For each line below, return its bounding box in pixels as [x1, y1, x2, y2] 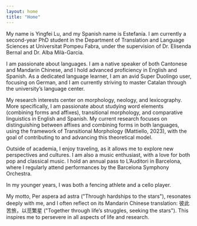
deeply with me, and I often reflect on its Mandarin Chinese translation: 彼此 [6, 200, 190, 207]
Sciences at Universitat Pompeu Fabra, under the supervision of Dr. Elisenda [6, 42, 191, 50]
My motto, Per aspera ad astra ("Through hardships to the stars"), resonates [6, 193, 191, 200]
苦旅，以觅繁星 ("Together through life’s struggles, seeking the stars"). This [6, 207, 189, 214]
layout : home [6, 8, 38, 15]
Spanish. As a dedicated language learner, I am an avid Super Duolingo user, [6, 73, 192, 80]
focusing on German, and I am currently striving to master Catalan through [6, 78, 186, 85]
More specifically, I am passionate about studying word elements [6, 102, 163, 109]
